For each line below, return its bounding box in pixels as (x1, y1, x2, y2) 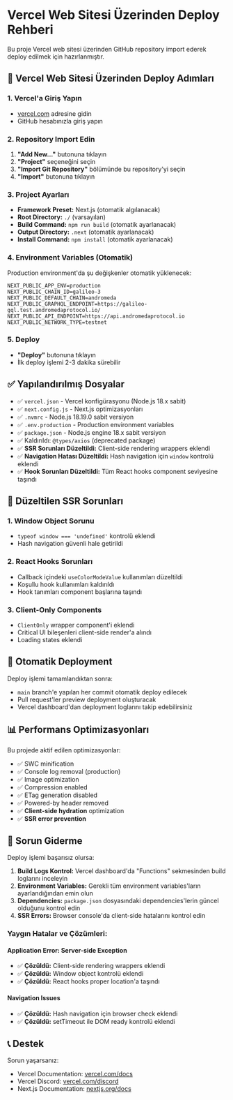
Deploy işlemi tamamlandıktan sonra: (7, 674, 113, 683)
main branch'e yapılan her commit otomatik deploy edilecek (17, 687, 188, 696)
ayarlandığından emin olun (17, 889, 94, 898)
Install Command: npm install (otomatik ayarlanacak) (17, 235, 173, 244)
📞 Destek (7, 1038, 44, 1050)
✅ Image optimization (17, 775, 79, 783)
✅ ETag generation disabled (17, 791, 98, 799)
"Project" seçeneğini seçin (17, 157, 96, 165)
